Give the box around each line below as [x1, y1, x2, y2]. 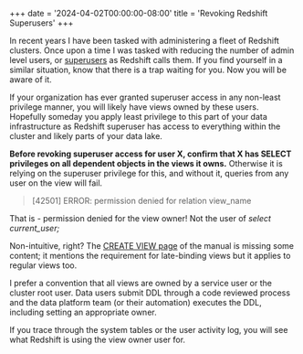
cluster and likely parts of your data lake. [9, 131, 162, 141]
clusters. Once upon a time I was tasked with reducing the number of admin [9, 45, 295, 56]
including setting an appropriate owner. [9, 306, 157, 317]
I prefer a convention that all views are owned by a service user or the [9, 278, 272, 288]
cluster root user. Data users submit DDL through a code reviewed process [9, 287, 290, 298]
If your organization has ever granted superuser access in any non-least [9, 91, 281, 102]
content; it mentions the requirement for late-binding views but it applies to [9, 251, 291, 261]
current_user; [9, 223, 60, 233]
